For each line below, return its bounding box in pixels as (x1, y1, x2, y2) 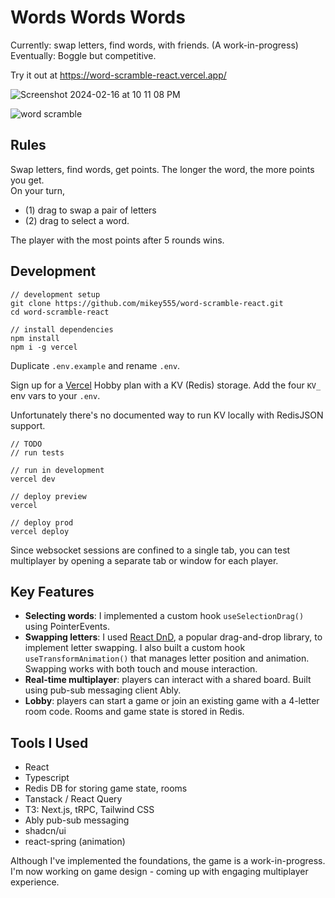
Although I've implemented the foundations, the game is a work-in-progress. (10, 855, 326, 867)
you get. (10, 174, 45, 186)
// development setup (10, 289, 101, 300)
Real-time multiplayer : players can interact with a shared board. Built (24, 674, 312, 686)
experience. (10, 876, 60, 888)
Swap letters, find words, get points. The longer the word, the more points (10, 163, 315, 175)
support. (10, 419, 46, 431)
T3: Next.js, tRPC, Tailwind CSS (24, 804, 155, 816)
